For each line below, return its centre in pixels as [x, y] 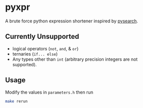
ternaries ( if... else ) [35, 54]
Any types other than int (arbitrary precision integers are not [75, 59]
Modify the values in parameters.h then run [49, 92]
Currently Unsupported [42, 37]
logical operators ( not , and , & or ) [45, 48]
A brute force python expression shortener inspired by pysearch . [72, 21]
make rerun [16, 101]
